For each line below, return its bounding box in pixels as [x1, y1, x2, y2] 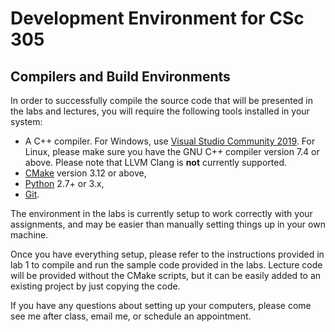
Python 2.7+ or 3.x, [24, 178, 105, 189]
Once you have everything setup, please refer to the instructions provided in [10, 248, 325, 260]
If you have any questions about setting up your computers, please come [10, 300, 312, 311]
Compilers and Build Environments [10, 68, 231, 85]
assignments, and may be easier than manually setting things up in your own [10, 218, 326, 230]
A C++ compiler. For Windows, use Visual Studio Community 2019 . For [24, 135, 316, 147]
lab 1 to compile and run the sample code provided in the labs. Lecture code [10, 259, 323, 271]
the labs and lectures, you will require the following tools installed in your [10, 105, 310, 117]
